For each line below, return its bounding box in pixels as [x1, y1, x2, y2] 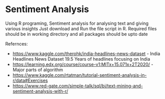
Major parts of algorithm [12, 67, 63, 73]
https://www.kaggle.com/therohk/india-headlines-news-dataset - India [12, 51, 160, 57]
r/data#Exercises [12, 77, 48, 83]
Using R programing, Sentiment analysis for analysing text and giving [5, 20, 149, 26]
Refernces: [5, 40, 28, 46]
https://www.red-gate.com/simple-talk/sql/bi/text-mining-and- [12, 82, 143, 89]
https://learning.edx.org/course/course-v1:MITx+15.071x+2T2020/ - [12, 61, 153, 67]
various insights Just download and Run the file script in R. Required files [5, 25, 157, 31]
